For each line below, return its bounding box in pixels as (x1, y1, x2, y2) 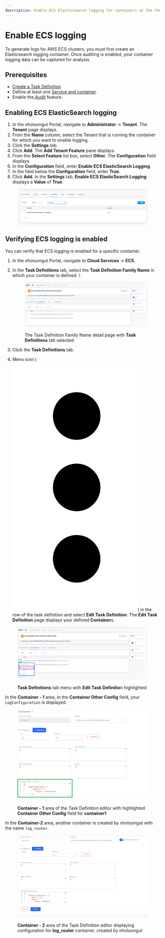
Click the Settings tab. (12, 143, 58, 149)
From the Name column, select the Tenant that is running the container (12, 132, 156, 138)
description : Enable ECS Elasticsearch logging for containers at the (5, 8, 153, 13)
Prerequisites (5, 70, 47, 79)
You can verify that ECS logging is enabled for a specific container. (5, 248, 140, 254)
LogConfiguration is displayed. (5, 699, 67, 705)
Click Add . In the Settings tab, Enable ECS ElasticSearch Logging (12, 174, 147, 180)
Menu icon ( (12, 356, 37, 362)
